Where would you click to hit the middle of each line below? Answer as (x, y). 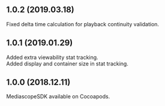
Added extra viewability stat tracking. (52, 57)
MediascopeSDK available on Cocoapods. (58, 96)
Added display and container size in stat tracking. (67, 63)
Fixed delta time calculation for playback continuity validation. (83, 24)
